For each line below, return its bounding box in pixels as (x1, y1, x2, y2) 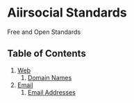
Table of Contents (7, 48, 87, 59)
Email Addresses (27, 88, 76, 96)
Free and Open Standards (7, 28, 81, 36)
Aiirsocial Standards (7, 5, 127, 21)
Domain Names (27, 73, 72, 82)
